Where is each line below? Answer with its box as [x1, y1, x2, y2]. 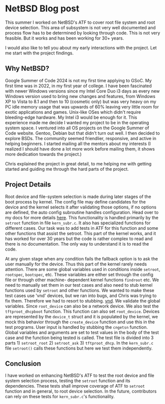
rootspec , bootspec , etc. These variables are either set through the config [5, 271, 154, 277]
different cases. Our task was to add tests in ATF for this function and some [5, 225, 159, 231]
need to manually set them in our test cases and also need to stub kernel [5, 282, 153, 288]
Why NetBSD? [5, 64, 49, 73]
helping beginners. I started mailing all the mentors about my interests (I [5, 141, 151, 147]
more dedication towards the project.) [5, 151, 82, 157]
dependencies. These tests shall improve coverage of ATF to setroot [5, 383, 145, 389]
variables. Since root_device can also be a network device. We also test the [5, 303, 159, 309]
